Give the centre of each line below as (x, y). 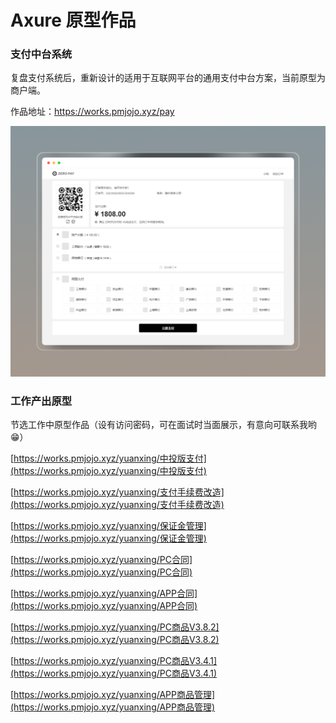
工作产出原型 (41, 401)
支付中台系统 (41, 54)
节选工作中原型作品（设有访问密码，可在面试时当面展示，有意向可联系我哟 (163, 424)
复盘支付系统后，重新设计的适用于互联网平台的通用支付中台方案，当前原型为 (168, 78)
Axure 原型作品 (73, 20)
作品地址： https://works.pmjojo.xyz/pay (92, 112)
